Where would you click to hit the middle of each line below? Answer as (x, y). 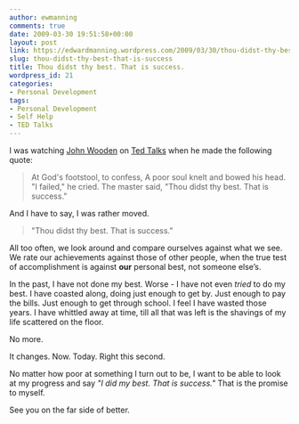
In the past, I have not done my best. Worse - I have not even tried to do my (148, 284)
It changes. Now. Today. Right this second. (88, 356)
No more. (26, 339)
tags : (19, 100)
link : (19, 51)
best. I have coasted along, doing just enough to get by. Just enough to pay (148, 294)
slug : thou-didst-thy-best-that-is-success (91, 59)
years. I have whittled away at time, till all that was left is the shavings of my (148, 312)
